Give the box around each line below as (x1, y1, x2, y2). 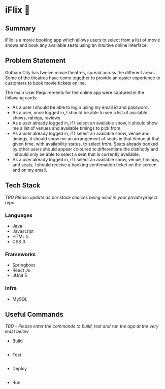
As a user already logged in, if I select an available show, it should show (12, 120, 158, 126)
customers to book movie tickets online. (5, 80, 86, 86)
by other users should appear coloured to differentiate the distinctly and (12, 146, 159, 152)
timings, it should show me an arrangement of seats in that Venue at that (12, 135, 160, 142)
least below (5, 329, 29, 334)
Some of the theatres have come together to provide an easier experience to (5, 75, 161, 81)
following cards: (5, 94, 38, 100)
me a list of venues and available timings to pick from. (12, 125, 122, 131)
